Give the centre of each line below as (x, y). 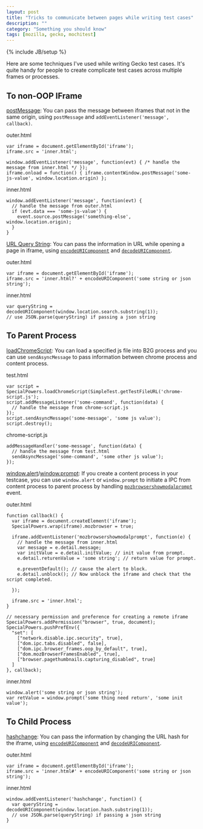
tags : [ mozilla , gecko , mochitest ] (51, 35)
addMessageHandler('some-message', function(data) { (74, 446)
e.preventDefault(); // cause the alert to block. (82, 569)
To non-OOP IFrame (44, 96)
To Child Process (39, 722)
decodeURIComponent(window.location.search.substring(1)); (82, 312)
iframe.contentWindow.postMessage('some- (138, 173)
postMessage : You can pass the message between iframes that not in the (98, 110)
